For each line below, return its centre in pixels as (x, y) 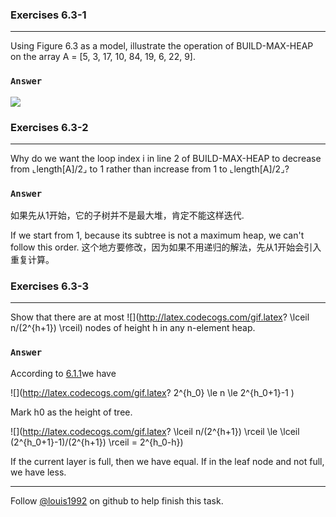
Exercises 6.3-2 (49, 127)
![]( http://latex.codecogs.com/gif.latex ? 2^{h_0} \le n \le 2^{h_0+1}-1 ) (152, 392)
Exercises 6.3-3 (50, 286)
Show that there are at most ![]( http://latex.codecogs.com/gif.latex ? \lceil (160, 317)
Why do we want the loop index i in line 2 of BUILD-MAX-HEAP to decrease (166, 158)
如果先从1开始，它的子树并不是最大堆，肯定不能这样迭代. (127, 215)
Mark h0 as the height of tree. (71, 412)
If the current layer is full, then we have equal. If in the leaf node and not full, (167, 461)
